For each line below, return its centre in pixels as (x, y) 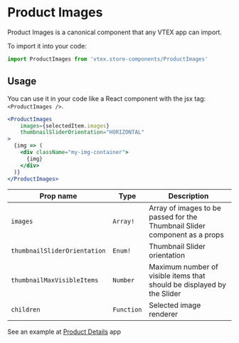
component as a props (186, 235)
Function (127, 310)
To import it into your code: (47, 46)
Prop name (58, 196)
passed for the (173, 217)
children (26, 310)
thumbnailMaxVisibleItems (55, 280)
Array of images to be (185, 208)
